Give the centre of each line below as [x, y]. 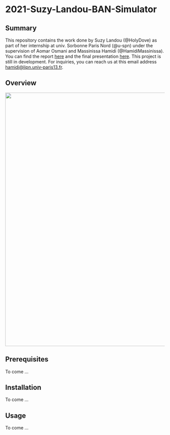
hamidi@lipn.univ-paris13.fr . [34, 67]
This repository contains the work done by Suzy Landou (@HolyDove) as [81, 40]
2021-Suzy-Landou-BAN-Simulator [81, 9]
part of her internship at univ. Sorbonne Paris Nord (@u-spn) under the [79, 46]
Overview [21, 83]
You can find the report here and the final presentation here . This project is [83, 56]
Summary [21, 28]
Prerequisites [27, 359]
